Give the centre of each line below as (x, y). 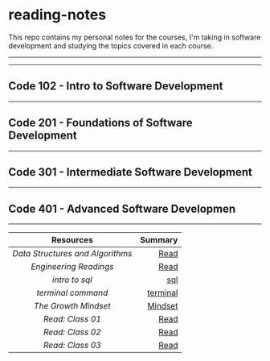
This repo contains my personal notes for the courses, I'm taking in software (135, 37)
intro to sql (72, 280)
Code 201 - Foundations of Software (100, 123)
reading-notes (57, 15)
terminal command (72, 293)
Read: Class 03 (72, 346)
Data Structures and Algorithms (72, 254)
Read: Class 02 (72, 332)
